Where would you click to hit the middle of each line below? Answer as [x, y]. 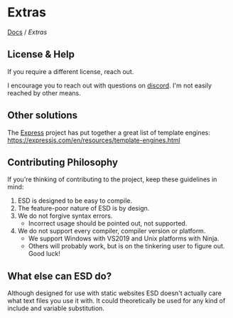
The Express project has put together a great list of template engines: [109, 132]
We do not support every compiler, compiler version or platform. [112, 231]
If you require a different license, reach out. [71, 71]
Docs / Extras [27, 32]
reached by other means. [44, 92]
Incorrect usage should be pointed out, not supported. [108, 223]
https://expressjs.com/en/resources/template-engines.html [94, 140]
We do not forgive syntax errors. [65, 216]
